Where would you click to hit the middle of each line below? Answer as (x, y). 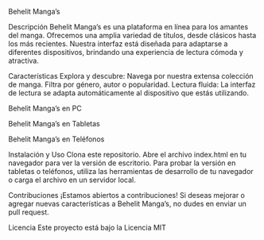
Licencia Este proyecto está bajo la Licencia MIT (87, 227)
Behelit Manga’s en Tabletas (54, 124)
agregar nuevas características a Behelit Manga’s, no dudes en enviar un (127, 203)
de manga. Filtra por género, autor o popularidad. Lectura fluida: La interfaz (132, 84)
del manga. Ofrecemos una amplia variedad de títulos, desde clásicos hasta (132, 35)
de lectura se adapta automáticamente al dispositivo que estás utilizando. (128, 93)
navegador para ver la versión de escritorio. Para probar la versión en (122, 163)
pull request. (29, 212)
